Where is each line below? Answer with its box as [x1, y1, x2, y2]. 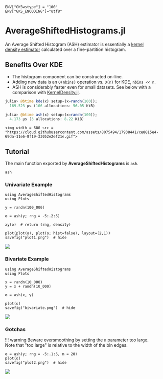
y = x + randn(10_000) [5, 284, 51, 289]
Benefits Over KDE [5, 61, 63, 69]
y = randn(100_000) [5, 205, 45, 210]
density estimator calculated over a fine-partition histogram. [5, 47, 126, 52]
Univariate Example [5, 181, 53, 188]
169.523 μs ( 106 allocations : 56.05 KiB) [9, 103, 95, 108]
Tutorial [5, 147, 29, 156]
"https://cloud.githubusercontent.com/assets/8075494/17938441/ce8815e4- [5, 130, 159, 135]
